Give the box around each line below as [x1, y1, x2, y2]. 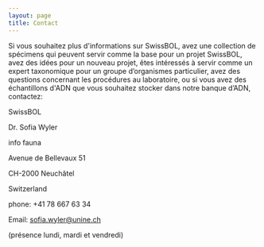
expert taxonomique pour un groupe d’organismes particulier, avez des [8, 66, 241, 75]
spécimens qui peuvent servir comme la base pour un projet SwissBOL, [8, 49, 243, 59]
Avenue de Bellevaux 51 [8, 152, 86, 163]
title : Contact [8, 19, 59, 27]
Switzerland [8, 183, 48, 193]
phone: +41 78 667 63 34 [8, 199, 91, 209]
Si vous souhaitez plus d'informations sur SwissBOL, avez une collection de [8, 41, 256, 50]
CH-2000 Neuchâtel [8, 168, 75, 178]
